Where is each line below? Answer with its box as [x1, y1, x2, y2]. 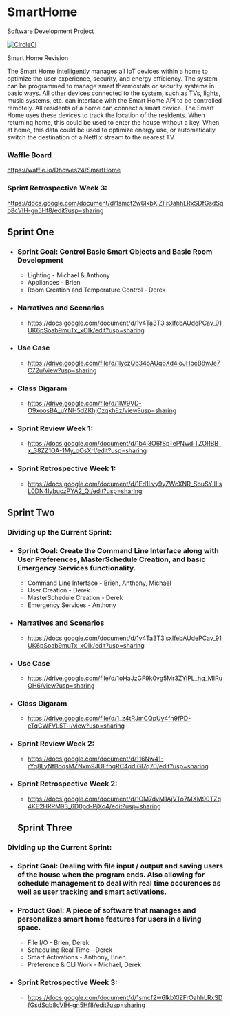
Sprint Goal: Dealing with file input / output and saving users [17, 861, 224, 871]
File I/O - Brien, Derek [27, 939, 90, 947]
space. [17, 922, 41, 932]
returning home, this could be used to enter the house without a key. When [7, 118, 220, 126]
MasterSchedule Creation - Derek [27, 594, 123, 602]
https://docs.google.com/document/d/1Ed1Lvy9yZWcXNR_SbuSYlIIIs [27, 479, 222, 488]
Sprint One [7, 226, 54, 238]
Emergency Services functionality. [17, 563, 136, 572]
